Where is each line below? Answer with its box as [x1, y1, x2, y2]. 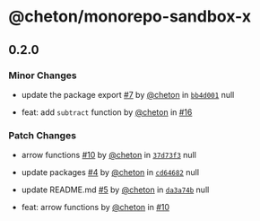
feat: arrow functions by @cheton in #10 [21, 202, 170, 213]
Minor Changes [8, 69, 77, 82]
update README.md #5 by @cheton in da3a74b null [21, 184, 210, 195]
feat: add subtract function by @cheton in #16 [21, 106, 193, 118]
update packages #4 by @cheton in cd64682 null [21, 167, 199, 178]
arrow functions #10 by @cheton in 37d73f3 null [21, 150, 196, 161]
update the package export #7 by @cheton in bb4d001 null [21, 89, 235, 100]
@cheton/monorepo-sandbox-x [8, 6, 252, 27]
